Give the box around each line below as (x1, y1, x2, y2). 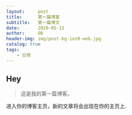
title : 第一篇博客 (6, 14, 60, 20)
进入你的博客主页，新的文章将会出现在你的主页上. (6, 103, 127, 110)
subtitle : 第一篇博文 (6, 19, 60, 25)
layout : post (6, 8, 49, 15)
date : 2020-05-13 (6, 25, 65, 31)
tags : (6, 47, 19, 53)
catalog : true (6, 42, 41, 48)
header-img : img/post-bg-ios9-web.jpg (6, 36, 101, 42)
